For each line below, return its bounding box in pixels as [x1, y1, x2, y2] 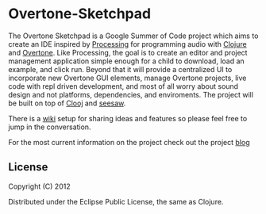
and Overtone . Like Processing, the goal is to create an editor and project [8, 48, 248, 57]
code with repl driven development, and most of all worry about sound [8, 81, 239, 91]
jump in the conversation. [8, 122, 91, 132]
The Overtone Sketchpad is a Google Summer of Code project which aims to [8, 31, 259, 40]
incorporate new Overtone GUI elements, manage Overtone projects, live [8, 73, 247, 82]
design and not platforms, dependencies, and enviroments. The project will [8, 90, 254, 99]
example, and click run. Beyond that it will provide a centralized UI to [8, 64, 233, 74]
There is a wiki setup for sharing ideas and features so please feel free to [8, 113, 248, 123]
